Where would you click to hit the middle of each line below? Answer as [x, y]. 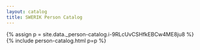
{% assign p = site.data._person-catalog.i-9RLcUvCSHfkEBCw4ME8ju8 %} [100, 34]
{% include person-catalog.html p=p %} [56, 40]
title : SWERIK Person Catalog [45, 17]
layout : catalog [27, 12]
